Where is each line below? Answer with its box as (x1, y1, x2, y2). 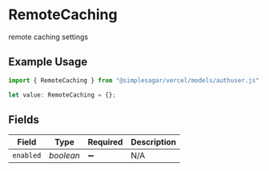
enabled (12, 151, 42, 161)
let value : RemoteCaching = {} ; (8, 90, 116, 99)
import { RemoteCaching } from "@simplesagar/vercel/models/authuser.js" (8, 76, 260, 85)
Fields (8, 113, 40, 126)
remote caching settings (8, 32, 89, 42)
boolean (49, 150, 80, 161)
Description (130, 137, 177, 148)
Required (87, 137, 123, 148)
